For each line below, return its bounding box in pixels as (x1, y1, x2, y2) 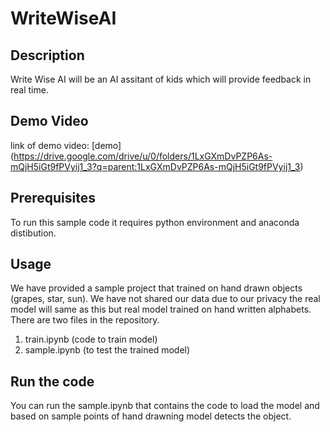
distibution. (10, 227, 57, 239)
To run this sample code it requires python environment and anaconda (10, 216, 300, 228)
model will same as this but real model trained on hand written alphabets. (10, 303, 312, 316)
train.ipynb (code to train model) (24, 333, 158, 346)
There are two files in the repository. (10, 314, 160, 326)
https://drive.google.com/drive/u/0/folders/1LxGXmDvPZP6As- (13, 150, 273, 162)
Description (10, 47, 85, 64)
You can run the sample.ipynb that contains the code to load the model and (10, 400, 320, 412)
